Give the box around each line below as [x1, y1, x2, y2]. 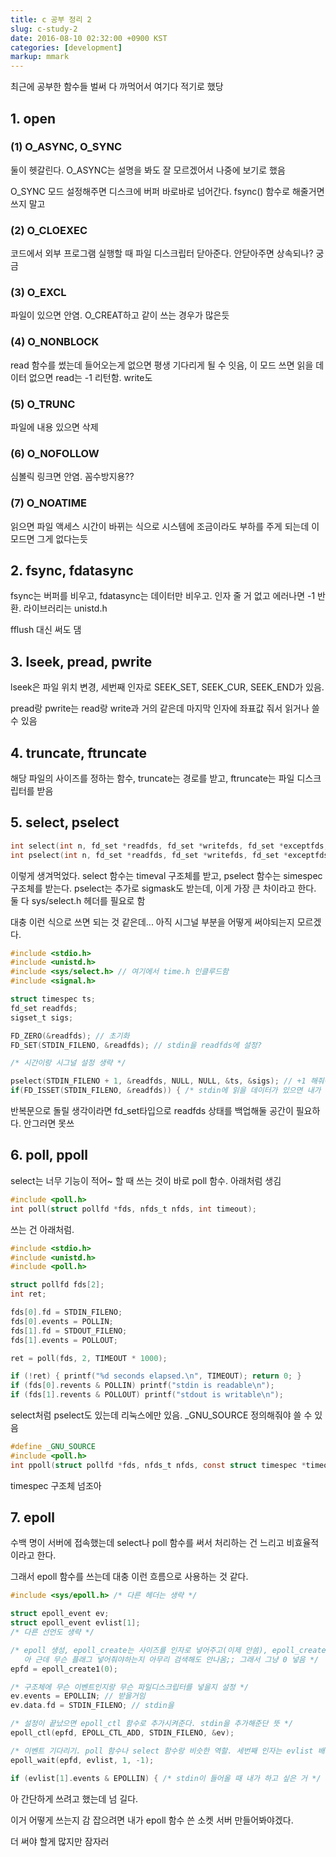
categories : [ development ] [10, 42, 123, 53]
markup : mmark [10, 52, 70, 62]
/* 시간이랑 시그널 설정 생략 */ [10, 1058, 127, 1068]
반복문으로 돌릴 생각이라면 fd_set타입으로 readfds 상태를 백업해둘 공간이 [10, 1105, 294, 1117]
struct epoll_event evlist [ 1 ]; [10, 1618, 141, 1628]
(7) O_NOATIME [10, 496, 87, 510]
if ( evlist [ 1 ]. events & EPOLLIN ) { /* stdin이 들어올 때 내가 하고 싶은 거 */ [10, 1773, 322, 1783]
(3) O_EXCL [10, 286, 67, 300]
